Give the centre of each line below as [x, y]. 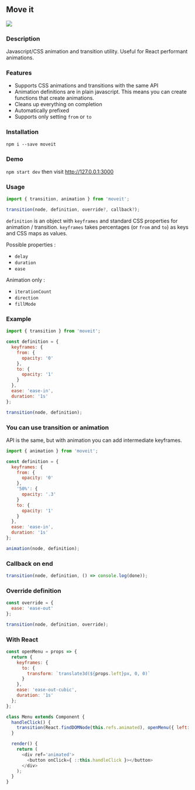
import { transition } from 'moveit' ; [53, 331]
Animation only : [25, 280]
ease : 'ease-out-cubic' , [47, 690]
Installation [23, 132]
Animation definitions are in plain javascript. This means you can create [101, 92]
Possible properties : [31, 245]
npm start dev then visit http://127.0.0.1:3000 [60, 172]
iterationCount [33, 292]
